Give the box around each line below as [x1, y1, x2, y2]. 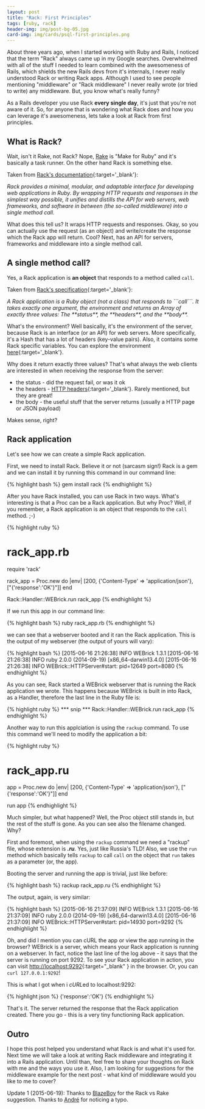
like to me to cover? [7, 1078, 57, 1085]
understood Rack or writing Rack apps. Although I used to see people [7, 75, 181, 82]
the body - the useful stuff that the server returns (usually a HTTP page [15, 398, 195, 405]
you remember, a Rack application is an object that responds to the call [7, 505, 187, 513]
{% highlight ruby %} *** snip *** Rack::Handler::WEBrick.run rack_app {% [7, 705, 195, 712]
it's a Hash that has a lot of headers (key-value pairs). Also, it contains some [7, 335, 198, 343]
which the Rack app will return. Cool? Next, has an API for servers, [7, 233, 174, 241]
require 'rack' [7, 565, 41, 573]
